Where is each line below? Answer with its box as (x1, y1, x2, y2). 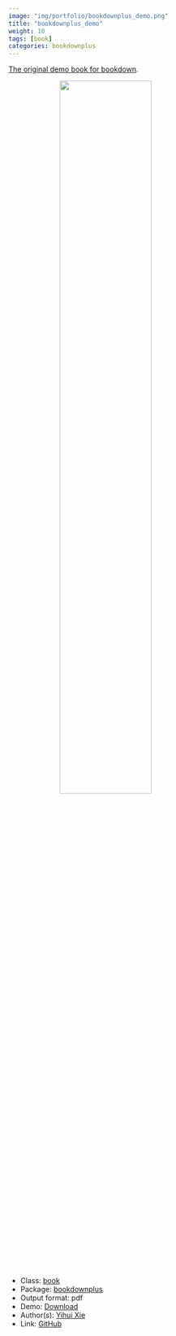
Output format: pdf (19, 1293, 84, 1303)
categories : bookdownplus (8, 42, 96, 50)
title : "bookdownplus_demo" (8, 20, 104, 28)
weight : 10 (8, 27, 45, 35)
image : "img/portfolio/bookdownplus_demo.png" (8, 11, 169, 20)
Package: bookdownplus (19, 1285, 103, 1295)
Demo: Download (19, 1302, 79, 1312)
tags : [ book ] (8, 34, 53, 43)
